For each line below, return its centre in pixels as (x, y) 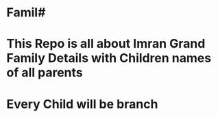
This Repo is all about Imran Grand (106, 44)
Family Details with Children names (109, 58)
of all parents (45, 73)
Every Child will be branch (82, 104)
